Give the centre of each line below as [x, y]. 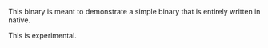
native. [19, 20]
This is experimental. [43, 36]
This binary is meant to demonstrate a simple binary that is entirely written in [134, 12]
